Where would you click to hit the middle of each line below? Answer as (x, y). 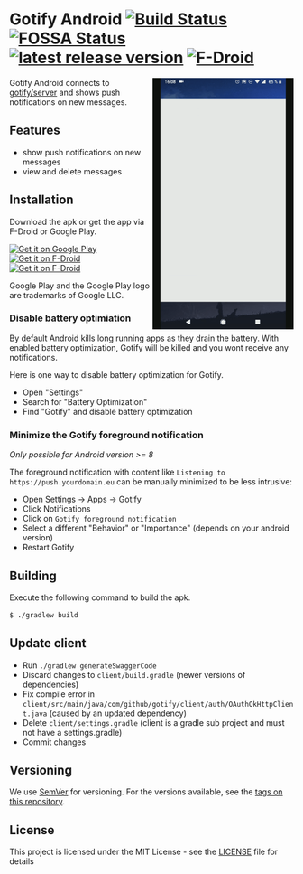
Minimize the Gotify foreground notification (107, 435)
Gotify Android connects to (60, 82)
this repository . (37, 802)
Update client (48, 643)
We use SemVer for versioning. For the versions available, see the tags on (146, 792)
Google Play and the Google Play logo (80, 286)
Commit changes (54, 742)
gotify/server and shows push (65, 92)
